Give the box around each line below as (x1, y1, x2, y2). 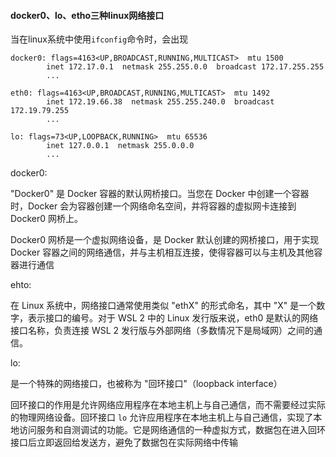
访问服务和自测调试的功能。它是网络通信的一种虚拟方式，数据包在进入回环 (18, 424, 326, 436)
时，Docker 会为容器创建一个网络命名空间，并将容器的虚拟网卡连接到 (10, 200, 297, 212)
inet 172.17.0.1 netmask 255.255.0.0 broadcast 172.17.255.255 (46, 62, 325, 72)
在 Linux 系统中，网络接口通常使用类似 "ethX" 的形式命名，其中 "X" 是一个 (10, 300, 317, 312)
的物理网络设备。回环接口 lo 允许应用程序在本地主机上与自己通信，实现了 (10, 411, 314, 424)
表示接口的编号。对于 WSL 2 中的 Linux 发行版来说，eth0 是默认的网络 (27, 312, 319, 324)
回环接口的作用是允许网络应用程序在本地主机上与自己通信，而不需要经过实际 (10, 399, 326, 411)
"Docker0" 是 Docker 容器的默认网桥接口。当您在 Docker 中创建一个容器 (10, 188, 310, 200)
